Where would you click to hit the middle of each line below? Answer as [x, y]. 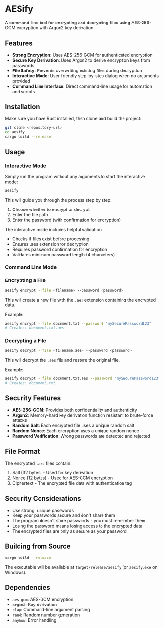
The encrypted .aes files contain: [38, 463]
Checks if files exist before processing [51, 239]
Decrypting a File [26, 340]
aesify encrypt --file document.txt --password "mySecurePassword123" [78, 323]
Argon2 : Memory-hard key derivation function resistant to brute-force [83, 415]
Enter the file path [30, 214]
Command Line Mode [31, 267]
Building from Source [38, 547]
